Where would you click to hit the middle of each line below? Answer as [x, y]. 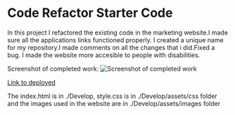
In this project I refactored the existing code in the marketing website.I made [118, 32]
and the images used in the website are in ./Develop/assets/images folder [114, 103]
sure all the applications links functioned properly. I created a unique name [115, 40]
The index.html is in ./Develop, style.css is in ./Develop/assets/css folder [113, 96]
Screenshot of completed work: [53, 68]
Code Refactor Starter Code [90, 13]
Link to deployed [32, 82]
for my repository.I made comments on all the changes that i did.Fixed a [111, 47]
